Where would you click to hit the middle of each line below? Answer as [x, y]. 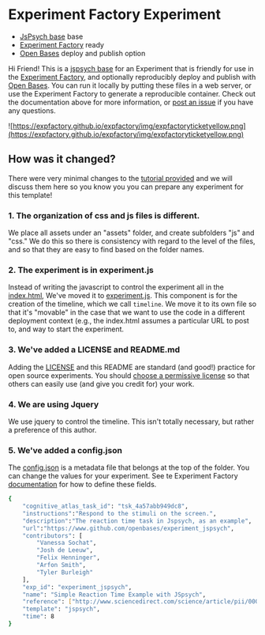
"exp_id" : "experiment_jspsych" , [77, 587]
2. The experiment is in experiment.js [81, 270]
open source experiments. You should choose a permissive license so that [129, 375]
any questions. [32, 110]
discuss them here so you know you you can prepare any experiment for [126, 187]
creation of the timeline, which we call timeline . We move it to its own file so [132, 304]
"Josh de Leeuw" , [65, 550]
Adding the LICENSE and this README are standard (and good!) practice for [132, 367]
